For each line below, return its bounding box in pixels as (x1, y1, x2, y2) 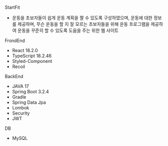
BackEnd (5, 74, 23, 79)
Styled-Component (12, 58, 53, 64)
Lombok (12, 105, 30, 111)
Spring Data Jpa (12, 99, 46, 105)
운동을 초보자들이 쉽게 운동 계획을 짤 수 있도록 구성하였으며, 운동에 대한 (12, 15, 153, 21)
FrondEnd (5, 38, 25, 44)
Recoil (12, 63, 25, 69)
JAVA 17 (12, 83, 29, 89)
